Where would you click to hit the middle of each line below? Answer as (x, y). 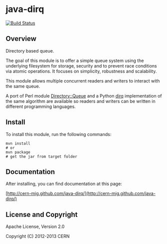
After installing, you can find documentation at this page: (64, 184)
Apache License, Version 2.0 (35, 226)
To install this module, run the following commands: (59, 134)
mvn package (18, 152)
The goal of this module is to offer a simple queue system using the (75, 60)
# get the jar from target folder (42, 156)
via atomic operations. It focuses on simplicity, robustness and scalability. (81, 71)
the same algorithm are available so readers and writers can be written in (81, 101)
